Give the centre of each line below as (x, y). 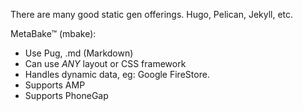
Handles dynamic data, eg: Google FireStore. (117, 74)
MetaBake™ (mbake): (53, 33)
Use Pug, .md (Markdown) (79, 53)
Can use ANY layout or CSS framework (105, 63)
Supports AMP (55, 85)
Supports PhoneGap (66, 95)
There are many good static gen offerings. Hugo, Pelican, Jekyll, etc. (152, 14)
